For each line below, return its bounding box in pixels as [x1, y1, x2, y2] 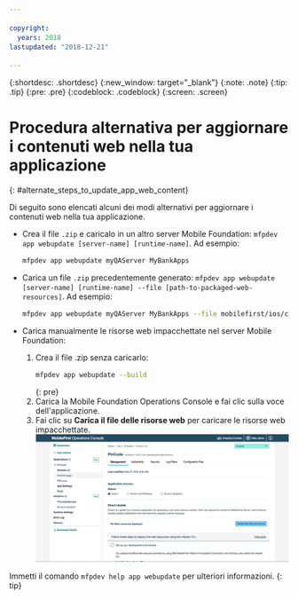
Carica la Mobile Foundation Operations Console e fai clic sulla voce [35, 396, 285, 406]
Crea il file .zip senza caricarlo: [35, 351, 149, 363]
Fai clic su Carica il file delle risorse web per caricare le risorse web [35, 414, 286, 425]
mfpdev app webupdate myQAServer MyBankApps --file [21, 309, 217, 319]
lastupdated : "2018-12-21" [9, 43, 109, 51]
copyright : [9, 23, 50, 33]
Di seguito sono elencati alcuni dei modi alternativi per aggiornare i [9, 202, 254, 213]
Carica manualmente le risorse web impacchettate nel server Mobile [21, 325, 272, 336]
